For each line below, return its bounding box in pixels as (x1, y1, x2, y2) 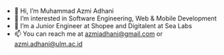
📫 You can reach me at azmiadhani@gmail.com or (14, 30, 164, 38)
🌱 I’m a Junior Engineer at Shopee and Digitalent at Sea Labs (14, 22, 193, 30)
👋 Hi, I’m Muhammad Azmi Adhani (14, 7, 114, 15)
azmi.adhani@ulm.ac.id (14, 39, 83, 48)
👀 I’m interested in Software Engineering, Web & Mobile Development (14, 14, 217, 23)
